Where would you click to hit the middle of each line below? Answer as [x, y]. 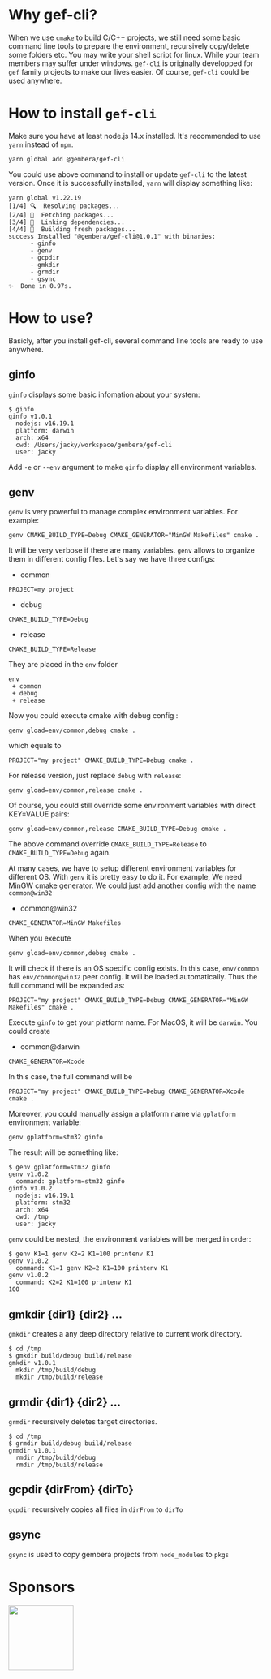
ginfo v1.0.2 [30, 1189]
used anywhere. [35, 80]
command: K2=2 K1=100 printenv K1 [74, 1283]
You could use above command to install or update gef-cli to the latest [128, 174]
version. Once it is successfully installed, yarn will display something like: [131, 183]
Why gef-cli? [53, 15]
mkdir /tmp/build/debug [56, 1370]
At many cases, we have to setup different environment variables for [123, 868]
